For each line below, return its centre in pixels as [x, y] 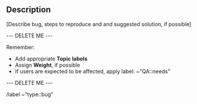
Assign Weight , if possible [47, 65]
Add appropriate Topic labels [51, 58]
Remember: [20, 47]
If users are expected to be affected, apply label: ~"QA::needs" [93, 71]
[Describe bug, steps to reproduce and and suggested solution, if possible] [99, 24]
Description [28, 10]
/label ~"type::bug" [30, 94]
